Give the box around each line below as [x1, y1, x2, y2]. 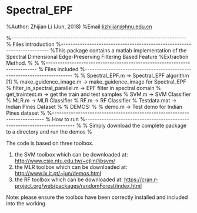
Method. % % [6, 59, 40, 66]
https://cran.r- [123, 176, 159, 183]
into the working [6, 199, 46, 207]
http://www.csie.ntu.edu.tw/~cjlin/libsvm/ [14, 157, 116, 164]
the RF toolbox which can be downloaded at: [14, 176, 123, 183]
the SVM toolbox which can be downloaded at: [14, 151, 128, 158]
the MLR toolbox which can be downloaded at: [14, 163, 128, 171]
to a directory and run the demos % [6, 128, 92, 135]
